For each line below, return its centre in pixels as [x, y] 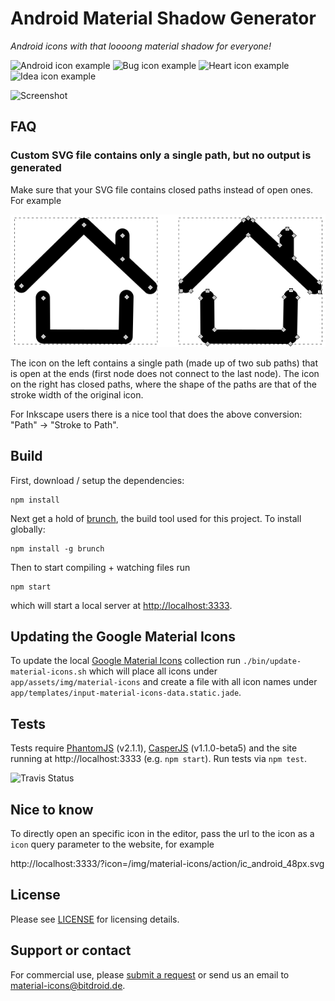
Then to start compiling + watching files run [100, 567]
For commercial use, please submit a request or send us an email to [150, 974]
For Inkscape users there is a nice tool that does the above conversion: [156, 414]
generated [36, 168]
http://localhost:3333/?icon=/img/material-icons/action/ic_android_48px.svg [167, 864]
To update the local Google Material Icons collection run [126, 661]
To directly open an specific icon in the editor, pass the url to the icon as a [162, 834]
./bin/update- [272, 662]
